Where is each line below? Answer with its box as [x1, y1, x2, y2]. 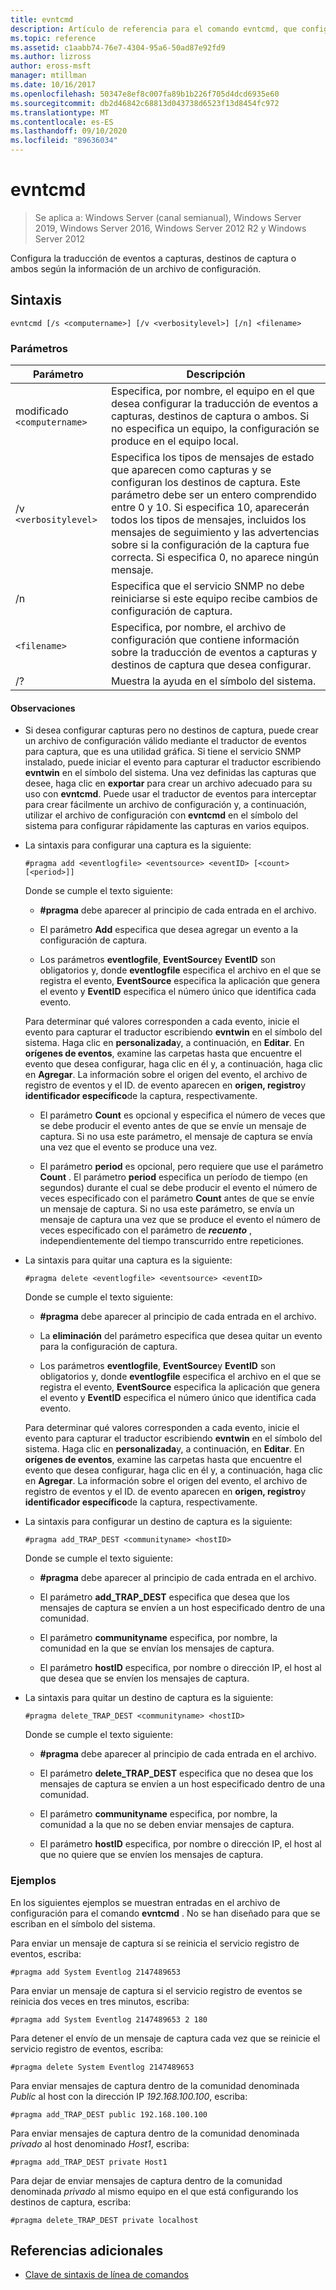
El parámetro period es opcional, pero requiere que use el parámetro [39, 1161, 324, 1173]
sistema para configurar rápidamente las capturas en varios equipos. [24, 820, 310, 832]
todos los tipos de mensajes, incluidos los [110, 513, 307, 527]
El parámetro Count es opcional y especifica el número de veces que [39, 1109, 326, 1121]
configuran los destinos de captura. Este [110, 476, 301, 490]
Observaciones [10, 702, 76, 714]
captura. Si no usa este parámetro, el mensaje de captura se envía [39, 1131, 313, 1143]
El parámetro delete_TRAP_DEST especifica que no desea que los [39, 1767, 314, 1780]
